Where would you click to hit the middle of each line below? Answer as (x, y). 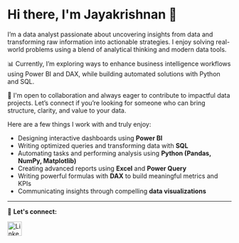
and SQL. (21, 81)
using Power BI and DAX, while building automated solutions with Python (114, 73)
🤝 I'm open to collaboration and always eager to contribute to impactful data (119, 95)
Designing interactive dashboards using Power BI (90, 138)
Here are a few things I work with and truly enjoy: (79, 124)
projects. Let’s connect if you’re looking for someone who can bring (106, 103)
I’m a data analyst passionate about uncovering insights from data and (110, 34)
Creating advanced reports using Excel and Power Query (102, 168)
